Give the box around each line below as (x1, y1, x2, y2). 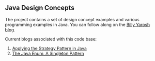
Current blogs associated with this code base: (5, 36, 97, 42)
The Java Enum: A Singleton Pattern (12, 50, 84, 56)
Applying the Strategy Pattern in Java (12, 45, 87, 51)
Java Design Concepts (5, 4, 75, 12)
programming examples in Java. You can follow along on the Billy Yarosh (5, 22, 150, 27)
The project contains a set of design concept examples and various (5, 16, 139, 22)
